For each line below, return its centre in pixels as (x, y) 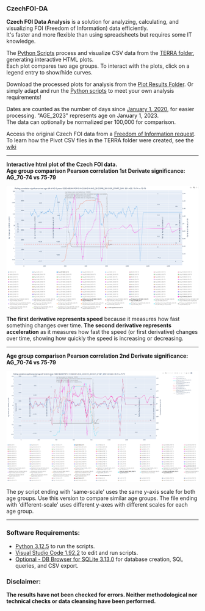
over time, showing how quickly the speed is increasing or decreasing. (95, 338)
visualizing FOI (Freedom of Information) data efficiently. (77, 28)
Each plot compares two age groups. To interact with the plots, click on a (98, 66)
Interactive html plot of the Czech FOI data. (62, 164)
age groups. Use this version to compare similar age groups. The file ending (102, 498)
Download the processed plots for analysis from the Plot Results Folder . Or (100, 84)
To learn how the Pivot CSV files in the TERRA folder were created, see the (100, 140)
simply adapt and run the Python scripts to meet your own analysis (90, 91)
